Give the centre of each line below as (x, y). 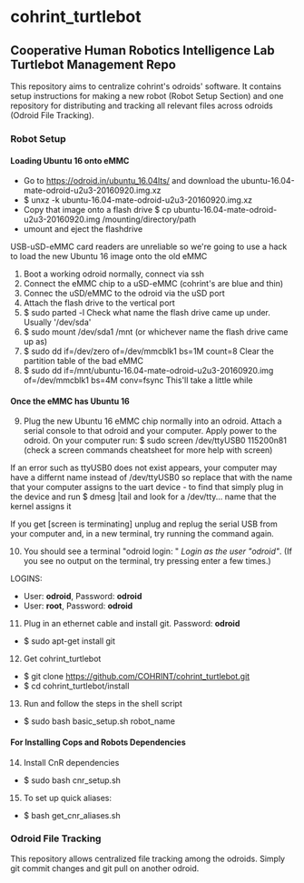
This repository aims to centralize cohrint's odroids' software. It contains (146, 86)
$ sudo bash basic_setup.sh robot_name (99, 721)
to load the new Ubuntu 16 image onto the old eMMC (109, 256)
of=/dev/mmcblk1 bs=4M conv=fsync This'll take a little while (138, 380)
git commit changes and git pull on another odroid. (105, 868)
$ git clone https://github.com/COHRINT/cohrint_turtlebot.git (137, 677)
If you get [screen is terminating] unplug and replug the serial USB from (144, 524)
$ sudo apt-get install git (69, 641)
